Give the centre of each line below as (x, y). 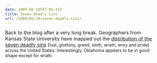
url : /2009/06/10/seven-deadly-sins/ (43, 18)
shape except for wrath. (29, 56)
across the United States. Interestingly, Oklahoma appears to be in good (77, 50)
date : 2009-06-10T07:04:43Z (34, 9)
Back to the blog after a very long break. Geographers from (73, 33)
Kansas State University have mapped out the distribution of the (78, 39)
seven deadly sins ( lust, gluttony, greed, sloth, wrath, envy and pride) (77, 45)
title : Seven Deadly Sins (31, 14)
